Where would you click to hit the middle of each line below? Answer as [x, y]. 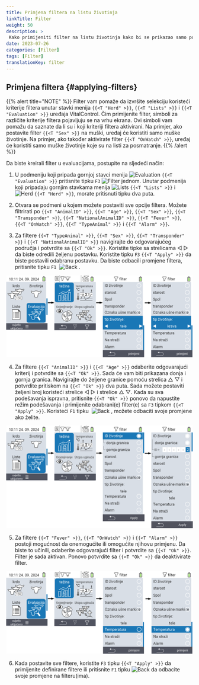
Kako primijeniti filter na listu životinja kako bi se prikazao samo [97, 38]
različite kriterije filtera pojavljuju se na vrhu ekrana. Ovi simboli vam [89, 120]
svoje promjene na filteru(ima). [52, 676]
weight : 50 [20, 25]
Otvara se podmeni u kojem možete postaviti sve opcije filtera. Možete [101, 205]
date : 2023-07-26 [28, 44]
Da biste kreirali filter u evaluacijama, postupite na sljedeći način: [85, 164]
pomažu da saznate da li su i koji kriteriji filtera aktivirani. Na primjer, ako [94, 127]
